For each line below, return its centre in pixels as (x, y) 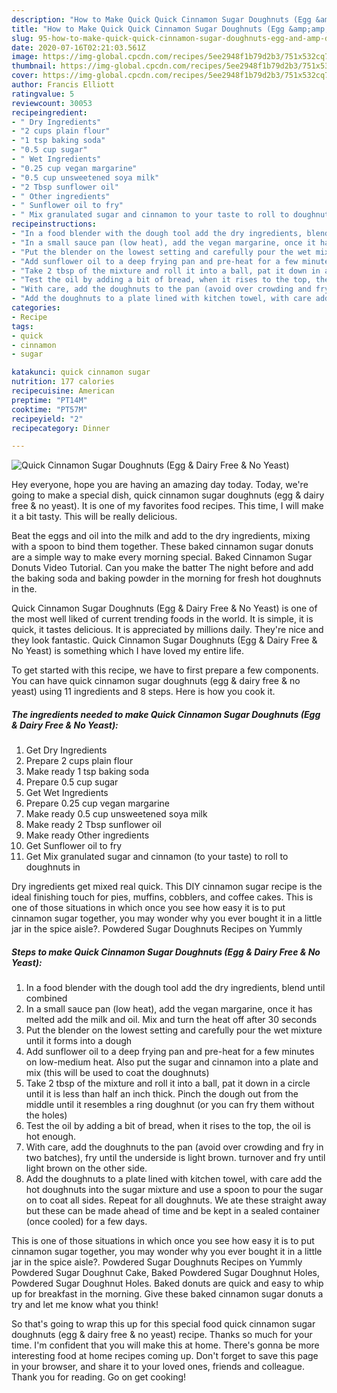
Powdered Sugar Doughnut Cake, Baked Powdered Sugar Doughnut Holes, (165, 1273)
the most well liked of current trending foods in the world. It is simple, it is (162, 619)
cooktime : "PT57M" (49, 409)
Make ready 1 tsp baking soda (87, 772)
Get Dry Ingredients (66, 750)
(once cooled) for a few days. (86, 1222)
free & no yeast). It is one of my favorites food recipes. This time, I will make (167, 506)
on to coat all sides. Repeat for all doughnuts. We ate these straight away (176, 1200)
